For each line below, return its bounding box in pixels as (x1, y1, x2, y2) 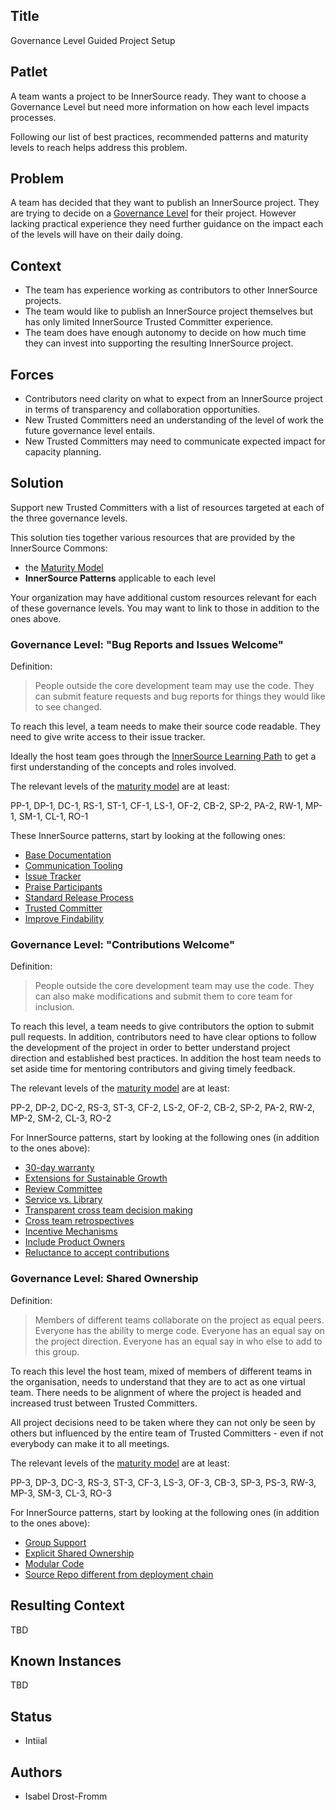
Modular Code (24, 1557, 85, 1569)
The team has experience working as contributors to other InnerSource (24, 284, 318, 296)
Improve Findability (24, 913, 105, 925)
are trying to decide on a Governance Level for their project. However (10, 207, 297, 219)
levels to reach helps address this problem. (10, 141, 188, 153)
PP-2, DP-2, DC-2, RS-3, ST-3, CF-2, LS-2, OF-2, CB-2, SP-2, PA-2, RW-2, (10, 1102, 316, 1114)
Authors (10, 1764, 63, 1781)
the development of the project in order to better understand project (10, 1042, 291, 1054)
